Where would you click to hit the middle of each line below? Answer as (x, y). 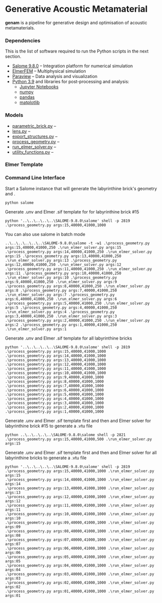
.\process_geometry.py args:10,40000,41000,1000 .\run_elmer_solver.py (80, 514)
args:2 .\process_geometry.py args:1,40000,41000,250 (61, 325)
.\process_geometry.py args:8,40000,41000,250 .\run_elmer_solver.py (78, 286)
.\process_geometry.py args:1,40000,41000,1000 (55, 411)
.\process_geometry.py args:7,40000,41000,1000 (55, 386)
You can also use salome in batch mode (45, 234)
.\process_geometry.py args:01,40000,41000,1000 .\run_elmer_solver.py (80, 591)
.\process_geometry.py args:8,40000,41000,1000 (55, 381)
